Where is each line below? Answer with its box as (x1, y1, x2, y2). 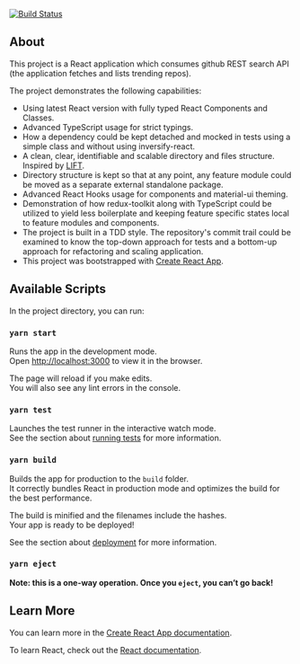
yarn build (9, 455, 57, 465)
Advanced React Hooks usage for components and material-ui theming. (22, 189, 289, 199)
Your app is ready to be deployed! (9, 519, 135, 530)
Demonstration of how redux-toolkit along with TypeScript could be (22, 198, 272, 208)
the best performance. (9, 492, 93, 503)
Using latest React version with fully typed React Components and (22, 102, 268, 113)
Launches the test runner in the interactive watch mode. (9, 423, 217, 434)
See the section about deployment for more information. (9, 536, 217, 547)
